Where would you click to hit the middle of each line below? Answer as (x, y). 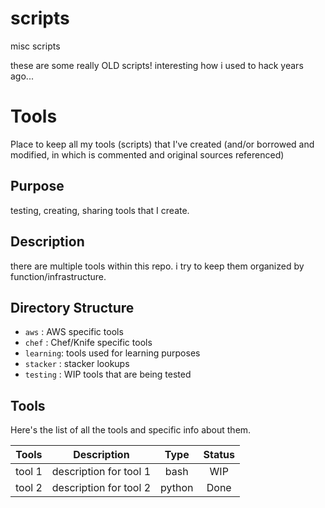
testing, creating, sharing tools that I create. (100, 210)
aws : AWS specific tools (74, 332)
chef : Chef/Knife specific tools (88, 343)
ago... (22, 76)
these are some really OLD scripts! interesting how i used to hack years (157, 65)
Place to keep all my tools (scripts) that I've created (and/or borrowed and (162, 144)
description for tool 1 (101, 472)
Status (219, 455)
